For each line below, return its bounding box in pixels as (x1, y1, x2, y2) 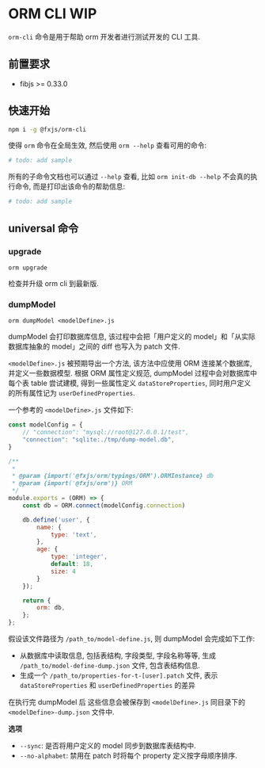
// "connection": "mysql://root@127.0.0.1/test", (22, 429, 190, 437)
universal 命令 (8, 221, 79, 235)
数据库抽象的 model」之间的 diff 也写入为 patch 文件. (8, 342, 180, 351)
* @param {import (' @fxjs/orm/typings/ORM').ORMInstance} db (11, 472, 214, 480)
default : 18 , (50, 560, 93, 568)
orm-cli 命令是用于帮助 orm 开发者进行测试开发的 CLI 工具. (8, 32, 200, 41)
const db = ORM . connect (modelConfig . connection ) (22, 501, 186, 510)
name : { (36, 523, 62, 531)
